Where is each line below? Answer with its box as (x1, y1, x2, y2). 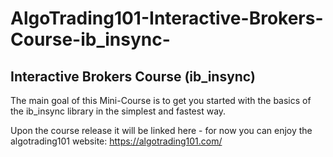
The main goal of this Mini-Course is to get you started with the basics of (10, 95, 312, 106)
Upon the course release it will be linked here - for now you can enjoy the (10, 125, 313, 136)
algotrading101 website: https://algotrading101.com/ (10, 135, 223, 147)
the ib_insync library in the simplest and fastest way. (10, 105, 227, 117)
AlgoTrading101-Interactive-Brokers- (10, 7, 324, 30)
